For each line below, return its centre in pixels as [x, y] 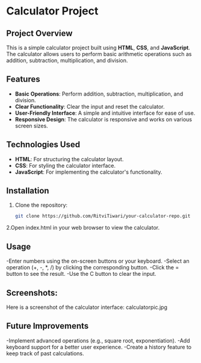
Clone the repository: [41, 205]
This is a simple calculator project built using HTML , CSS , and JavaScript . [98, 47]
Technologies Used [43, 145]
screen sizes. [31, 126]
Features [23, 79]
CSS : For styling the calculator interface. [65, 165]
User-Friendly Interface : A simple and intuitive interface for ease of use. [105, 113]
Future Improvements [48, 326]
